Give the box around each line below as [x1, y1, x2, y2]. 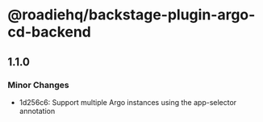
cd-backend [7, 23, 92, 41]
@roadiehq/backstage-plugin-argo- [7, 6, 256, 24]
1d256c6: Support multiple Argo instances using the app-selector [19, 97, 237, 107]
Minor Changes [7, 79, 69, 90]
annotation [19, 106, 56, 116]
